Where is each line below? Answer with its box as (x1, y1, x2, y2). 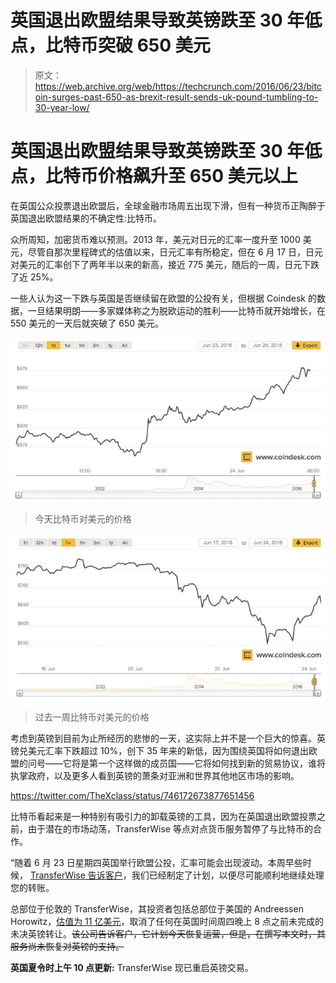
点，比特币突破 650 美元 (10, 34, 211, 57)
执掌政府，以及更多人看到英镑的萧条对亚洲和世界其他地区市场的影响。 (10, 769, 300, 781)
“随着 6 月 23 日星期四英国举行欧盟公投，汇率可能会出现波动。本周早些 (10, 856, 303, 868)
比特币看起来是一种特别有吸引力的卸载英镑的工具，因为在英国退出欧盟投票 (10, 810, 317, 822)
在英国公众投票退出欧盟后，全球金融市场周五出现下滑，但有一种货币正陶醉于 (10, 199, 326, 211)
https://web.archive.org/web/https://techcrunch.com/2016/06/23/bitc (34, 80, 322, 92)
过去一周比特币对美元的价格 (34, 711, 150, 723)
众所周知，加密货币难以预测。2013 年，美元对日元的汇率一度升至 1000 (10, 233, 301, 245)
